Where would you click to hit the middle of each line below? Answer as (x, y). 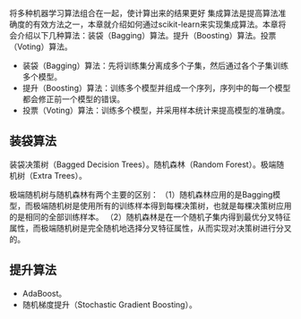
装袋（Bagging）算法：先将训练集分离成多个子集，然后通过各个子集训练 (155, 66)
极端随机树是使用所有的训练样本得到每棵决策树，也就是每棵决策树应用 (162, 206)
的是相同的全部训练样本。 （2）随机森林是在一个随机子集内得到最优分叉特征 (150, 216)
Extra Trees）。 (60, 175)
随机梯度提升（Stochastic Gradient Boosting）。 (109, 304)
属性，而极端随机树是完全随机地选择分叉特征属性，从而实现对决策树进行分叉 (150, 228)
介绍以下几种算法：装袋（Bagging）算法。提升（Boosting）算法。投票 (146, 35)
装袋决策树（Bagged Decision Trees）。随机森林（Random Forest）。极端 (143, 164)
